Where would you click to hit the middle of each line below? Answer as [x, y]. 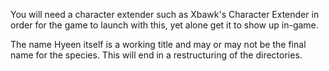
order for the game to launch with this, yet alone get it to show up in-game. [164, 25]
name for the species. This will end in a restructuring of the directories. [156, 55]
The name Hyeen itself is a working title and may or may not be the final [158, 44]
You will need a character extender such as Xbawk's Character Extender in [165, 14]
